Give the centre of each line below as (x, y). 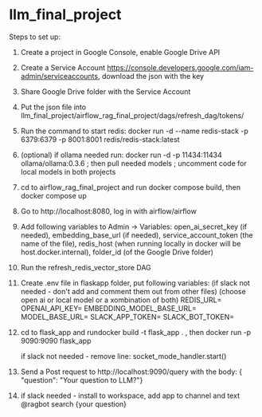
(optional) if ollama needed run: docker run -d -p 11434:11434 (121, 155)
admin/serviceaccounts (59, 76)
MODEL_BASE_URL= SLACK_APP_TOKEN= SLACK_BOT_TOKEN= (127, 317)
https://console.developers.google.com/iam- (180, 67)
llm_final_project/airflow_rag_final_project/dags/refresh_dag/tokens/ (132, 115)
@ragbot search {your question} (73, 403)
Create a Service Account (63, 67)
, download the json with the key (151, 76)
